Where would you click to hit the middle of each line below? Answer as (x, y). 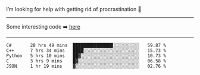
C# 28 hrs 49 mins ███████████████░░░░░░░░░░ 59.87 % (86, 45)
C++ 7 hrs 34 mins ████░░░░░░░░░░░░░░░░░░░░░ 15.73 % (86, 51)
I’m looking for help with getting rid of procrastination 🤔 (74, 9)
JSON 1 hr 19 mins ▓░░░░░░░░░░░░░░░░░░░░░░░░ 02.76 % (86, 66)
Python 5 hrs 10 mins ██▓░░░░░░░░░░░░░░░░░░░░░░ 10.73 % (86, 56)
